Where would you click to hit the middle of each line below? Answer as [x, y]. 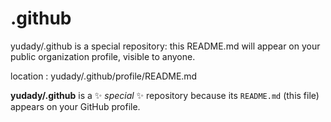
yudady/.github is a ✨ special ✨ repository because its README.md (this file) [165, 95]
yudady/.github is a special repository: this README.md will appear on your [165, 46]
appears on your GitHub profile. [75, 106]
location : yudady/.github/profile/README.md [104, 76]
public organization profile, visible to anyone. [103, 56]
